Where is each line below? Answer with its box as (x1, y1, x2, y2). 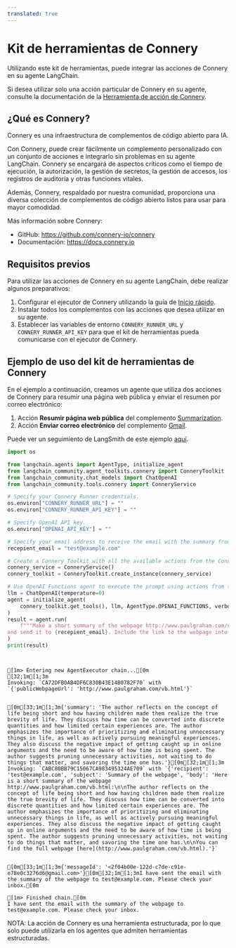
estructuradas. (7, 933, 50, 942)
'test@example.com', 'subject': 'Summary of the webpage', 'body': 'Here (7, 771, 228, 778)
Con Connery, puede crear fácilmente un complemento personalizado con (7, 145, 223, 153)
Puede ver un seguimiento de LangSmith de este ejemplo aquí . (7, 435, 189, 443)
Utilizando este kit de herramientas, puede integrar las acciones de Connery (7, 64, 228, 72)
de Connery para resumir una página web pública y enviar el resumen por (7, 393, 221, 401)
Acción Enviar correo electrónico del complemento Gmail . (17, 421, 188, 429)
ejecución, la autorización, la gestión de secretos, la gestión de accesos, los (7, 167, 228, 176)
